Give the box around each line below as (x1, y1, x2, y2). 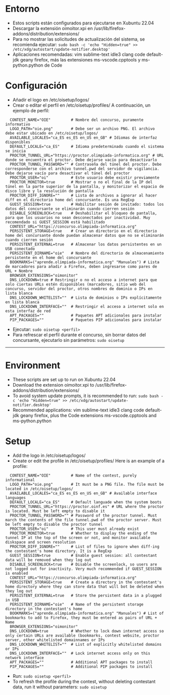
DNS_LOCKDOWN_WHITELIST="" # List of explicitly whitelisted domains (10, 642, 162, 647)
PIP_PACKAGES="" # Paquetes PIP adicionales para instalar (10, 317, 162, 323)
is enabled (5, 571, 28, 576)
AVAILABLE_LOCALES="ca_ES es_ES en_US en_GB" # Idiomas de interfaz (10, 135, 157, 140)
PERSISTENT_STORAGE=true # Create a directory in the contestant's (10, 580, 162, 585)
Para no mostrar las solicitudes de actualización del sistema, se (12, 36, 145, 42)
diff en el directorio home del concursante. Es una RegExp (5, 197, 135, 202)
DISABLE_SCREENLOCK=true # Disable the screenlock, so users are (10, 562, 157, 567)
